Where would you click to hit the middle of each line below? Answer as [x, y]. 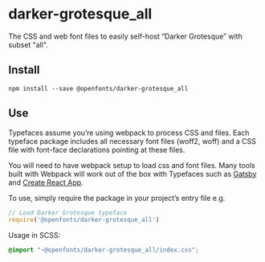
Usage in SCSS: [35, 235]
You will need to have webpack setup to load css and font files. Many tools [132, 165]
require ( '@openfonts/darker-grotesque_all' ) [84, 220]
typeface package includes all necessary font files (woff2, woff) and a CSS [132, 141]
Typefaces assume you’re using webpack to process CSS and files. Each [129, 133]
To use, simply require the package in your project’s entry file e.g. [117, 198]
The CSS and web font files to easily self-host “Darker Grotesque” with [125, 36]
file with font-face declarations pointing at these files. [97, 149]
